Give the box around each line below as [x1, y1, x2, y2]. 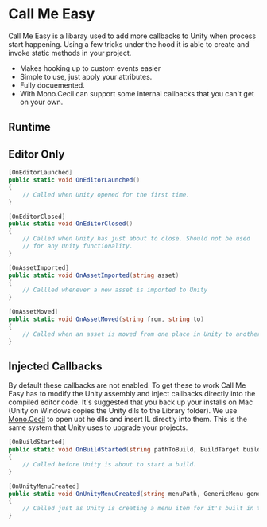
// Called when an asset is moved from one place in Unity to [22, 330, 233, 338]
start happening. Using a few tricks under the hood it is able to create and [8, 39, 250, 49]
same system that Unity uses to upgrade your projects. [8, 423, 188, 432]
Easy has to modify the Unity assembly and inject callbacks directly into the [8, 389, 256, 399]
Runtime [8, 120, 51, 134]
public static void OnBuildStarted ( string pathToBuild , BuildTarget [8, 446, 240, 454]
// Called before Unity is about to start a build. [22, 460, 197, 468]
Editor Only [8, 147, 65, 161]
